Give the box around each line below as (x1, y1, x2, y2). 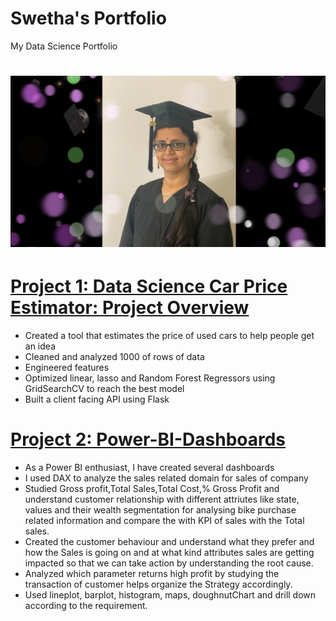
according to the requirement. (24, 600, 148, 612)
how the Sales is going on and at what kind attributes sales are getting (24, 547, 315, 559)
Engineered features (24, 362, 110, 374)
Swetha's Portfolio (10, 7, 167, 30)
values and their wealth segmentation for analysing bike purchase (24, 504, 297, 516)
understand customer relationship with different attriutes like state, (24, 493, 300, 506)
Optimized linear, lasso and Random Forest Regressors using (24, 372, 276, 384)
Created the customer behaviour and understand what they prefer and (24, 536, 315, 548)
